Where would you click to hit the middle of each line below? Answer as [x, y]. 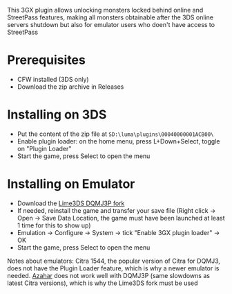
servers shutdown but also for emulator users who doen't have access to [111, 25]
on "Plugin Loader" [44, 148]
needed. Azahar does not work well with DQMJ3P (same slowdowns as [109, 275]
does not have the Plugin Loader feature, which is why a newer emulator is [113, 268]
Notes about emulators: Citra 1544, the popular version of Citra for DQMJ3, [114, 261]
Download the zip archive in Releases [70, 87]
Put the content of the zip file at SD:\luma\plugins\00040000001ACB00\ [115, 134]
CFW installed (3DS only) [53, 79]
